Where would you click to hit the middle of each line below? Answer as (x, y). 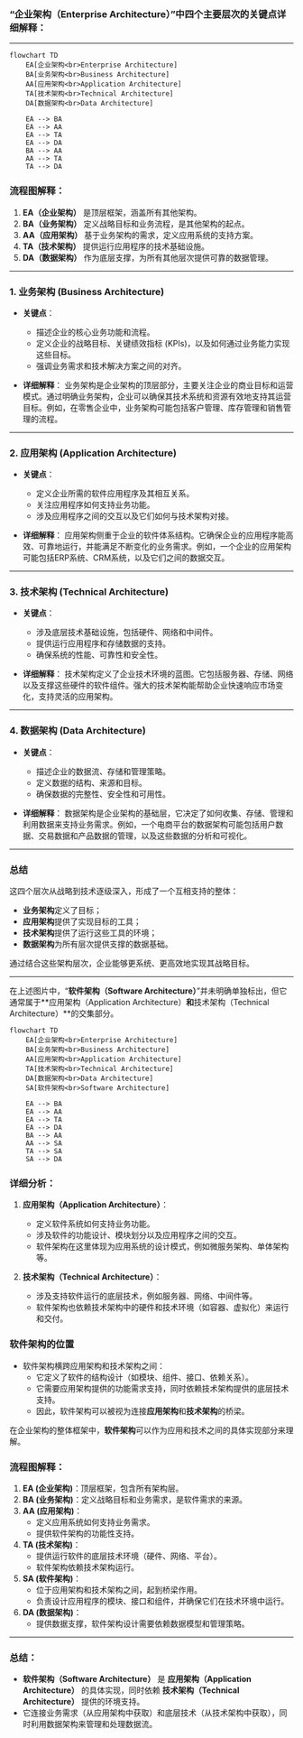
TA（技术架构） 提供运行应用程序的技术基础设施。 (116, 246)
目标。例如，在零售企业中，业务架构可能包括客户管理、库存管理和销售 (153, 407)
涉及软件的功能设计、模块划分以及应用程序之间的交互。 (138, 1235)
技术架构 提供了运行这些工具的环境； (90, 933)
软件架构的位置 (42, 1345)
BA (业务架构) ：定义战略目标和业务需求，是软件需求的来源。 (135, 1499)
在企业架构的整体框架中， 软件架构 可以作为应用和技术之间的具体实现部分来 (147, 1430)
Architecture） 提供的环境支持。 (83, 1702)
